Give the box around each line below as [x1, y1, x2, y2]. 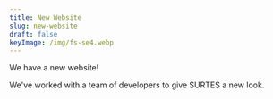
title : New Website [9, 12, 82, 22]
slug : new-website [9, 21, 78, 30]
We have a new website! [9, 62, 99, 73]
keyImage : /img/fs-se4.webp [9, 37, 115, 47]
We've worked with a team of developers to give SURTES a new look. [9, 79, 265, 90]
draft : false [9, 29, 58, 38]
